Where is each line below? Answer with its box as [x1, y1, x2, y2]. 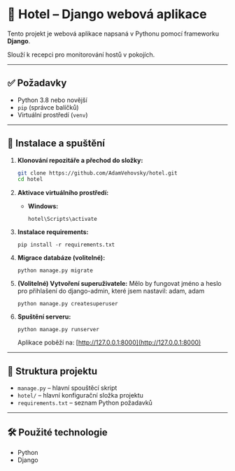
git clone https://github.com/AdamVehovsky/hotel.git [17, 169, 178, 177]
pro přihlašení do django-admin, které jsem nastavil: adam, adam [17, 287, 205, 296]
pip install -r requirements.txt [17, 241, 115, 249]
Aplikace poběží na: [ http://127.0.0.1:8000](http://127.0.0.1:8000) [17, 338, 201, 347]
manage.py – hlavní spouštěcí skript [17, 384, 117, 392]
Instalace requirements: [17, 228, 89, 236]
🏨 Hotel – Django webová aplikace [7, 6, 208, 22]
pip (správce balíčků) [17, 103, 79, 111]
